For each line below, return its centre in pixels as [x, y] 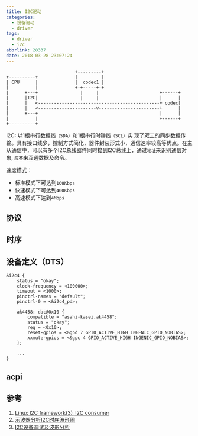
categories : [21, 17]
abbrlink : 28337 [26, 50]
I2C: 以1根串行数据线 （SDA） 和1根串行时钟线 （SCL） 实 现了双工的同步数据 [94, 135]
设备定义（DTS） [38, 262]
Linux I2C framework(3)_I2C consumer [62, 413]
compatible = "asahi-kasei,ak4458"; [72, 317]
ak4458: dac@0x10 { [41, 312]
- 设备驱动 [23, 22]
